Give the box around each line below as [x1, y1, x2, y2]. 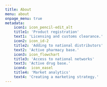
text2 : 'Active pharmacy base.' [14, 47, 79, 52]
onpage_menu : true [5, 16, 42, 21]
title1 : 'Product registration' [14, 29, 79, 34]
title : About [5, 7, 32, 12]
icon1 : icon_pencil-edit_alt [14, 25, 73, 30]
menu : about [5, 12, 29, 16]
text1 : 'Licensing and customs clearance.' [14, 34, 104, 39]
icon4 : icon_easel [14, 66, 53, 71]
